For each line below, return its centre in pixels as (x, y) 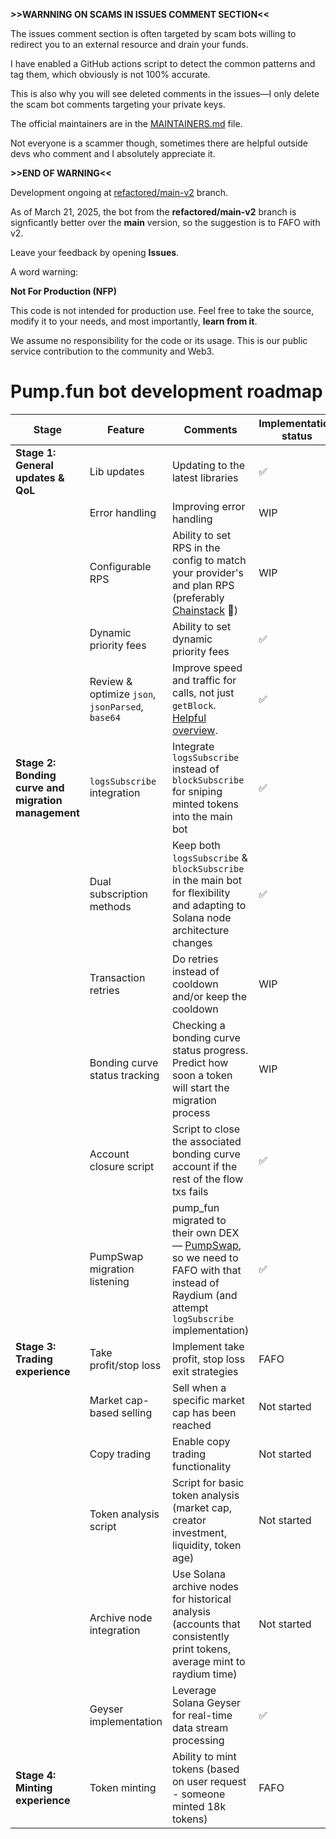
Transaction (117, 977)
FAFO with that (206, 1270)
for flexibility (201, 892)
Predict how (200, 1062)
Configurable (120, 566)
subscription (119, 894)
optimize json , (123, 694)
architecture (200, 930)
